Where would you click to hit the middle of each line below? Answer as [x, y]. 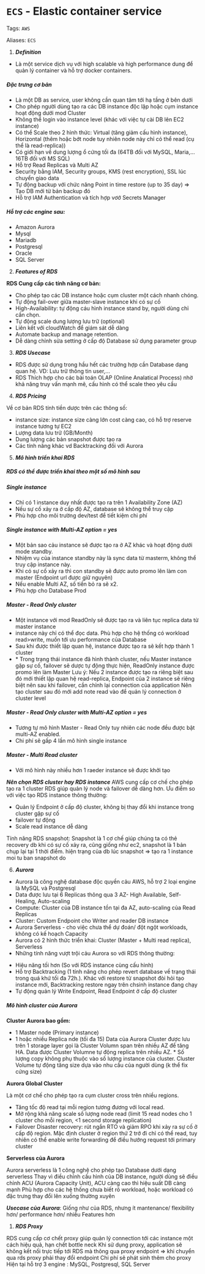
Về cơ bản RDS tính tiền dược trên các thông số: [67, 408]
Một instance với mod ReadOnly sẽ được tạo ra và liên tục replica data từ [107, 620]
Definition [28, 52]
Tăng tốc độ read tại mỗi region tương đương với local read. [90, 1107]
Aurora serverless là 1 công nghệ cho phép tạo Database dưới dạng [91, 1170]
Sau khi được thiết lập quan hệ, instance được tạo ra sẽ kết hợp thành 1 [104, 646]
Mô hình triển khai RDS [45, 457]
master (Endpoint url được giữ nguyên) [64, 578]
